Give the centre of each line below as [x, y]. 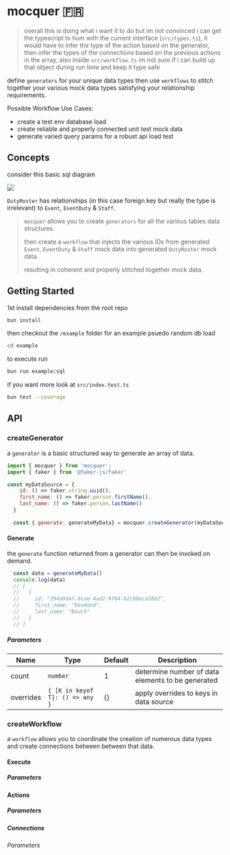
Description [177, 660]
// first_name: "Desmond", [58, 605]
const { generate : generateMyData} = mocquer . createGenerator [104, 523]
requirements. [27, 95]
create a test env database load [62, 121]
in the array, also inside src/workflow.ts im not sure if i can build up [119, 60]
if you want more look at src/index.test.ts [68, 385]
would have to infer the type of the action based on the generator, [117, 45]
